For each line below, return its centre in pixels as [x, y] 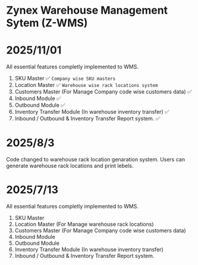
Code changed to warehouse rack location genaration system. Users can [96, 160]
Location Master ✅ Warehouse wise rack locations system [86, 85]
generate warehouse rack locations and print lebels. [70, 166]
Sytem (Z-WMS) [47, 23]
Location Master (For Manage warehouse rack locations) [84, 224]
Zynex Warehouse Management [87, 10]
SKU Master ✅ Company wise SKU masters [65, 79]
